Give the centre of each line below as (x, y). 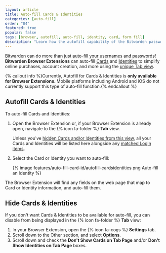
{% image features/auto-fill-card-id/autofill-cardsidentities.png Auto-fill (85, 168)
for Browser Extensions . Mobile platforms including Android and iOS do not (82, 81)
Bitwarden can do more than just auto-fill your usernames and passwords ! (81, 56)
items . (19, 148)
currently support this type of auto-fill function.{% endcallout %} (71, 86)
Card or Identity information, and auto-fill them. (53, 187)
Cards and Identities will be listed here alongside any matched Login (82, 143)
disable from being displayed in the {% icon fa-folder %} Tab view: (73, 220)
